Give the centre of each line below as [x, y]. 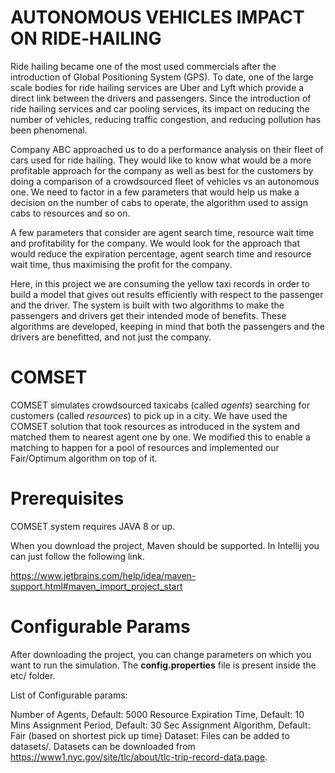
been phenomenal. [49, 130]
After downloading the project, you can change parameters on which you [161, 654]
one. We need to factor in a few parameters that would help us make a [155, 192]
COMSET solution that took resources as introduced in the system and [155, 426]
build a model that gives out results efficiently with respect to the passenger [167, 294]
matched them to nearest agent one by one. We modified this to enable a [160, 437]
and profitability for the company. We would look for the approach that [155, 243]
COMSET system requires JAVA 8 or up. [93, 526]
